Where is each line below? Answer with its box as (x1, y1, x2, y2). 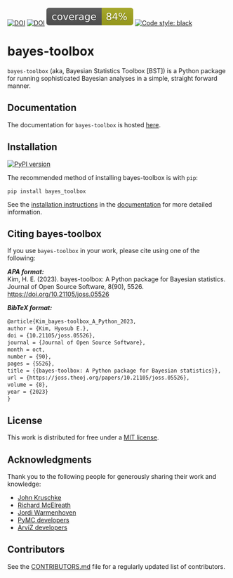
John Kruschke (17, 494, 62, 501)
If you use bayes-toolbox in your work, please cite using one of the (7, 247, 200, 255)
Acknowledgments (7, 454, 93, 465)
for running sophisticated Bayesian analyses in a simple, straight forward (7, 74, 218, 82)
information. (7, 207, 43, 216)
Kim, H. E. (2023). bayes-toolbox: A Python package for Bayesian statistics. (7, 275, 226, 283)
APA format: (7, 268, 44, 276)
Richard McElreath (17, 501, 72, 509)
